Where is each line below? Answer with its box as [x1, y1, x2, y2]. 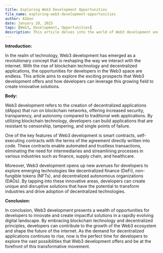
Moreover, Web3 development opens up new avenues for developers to [5, 163, 148, 168]
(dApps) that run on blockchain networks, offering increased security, [5, 108, 145, 113]
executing [5, 138, 25, 144]
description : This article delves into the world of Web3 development [5, 30, 151, 35]
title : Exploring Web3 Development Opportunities [5, 7, 108, 12]
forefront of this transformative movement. [5, 244, 91, 249]
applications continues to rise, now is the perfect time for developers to [5, 233, 148, 239]
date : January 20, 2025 [5, 20, 53, 26]
